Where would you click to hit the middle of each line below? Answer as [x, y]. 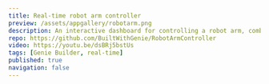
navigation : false [39, 68]
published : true [35, 61]
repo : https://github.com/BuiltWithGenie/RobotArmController [112, 38]
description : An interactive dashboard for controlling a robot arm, [127, 30]
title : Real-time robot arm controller [75, 16]
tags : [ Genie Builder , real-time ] [66, 53]
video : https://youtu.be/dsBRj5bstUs [71, 46]
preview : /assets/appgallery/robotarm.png [80, 23]
